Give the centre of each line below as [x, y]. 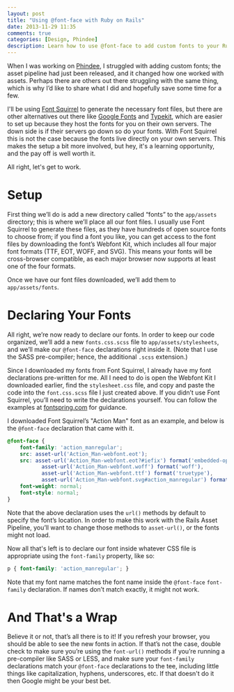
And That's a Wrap [62, 617]
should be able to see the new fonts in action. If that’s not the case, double [114, 644]
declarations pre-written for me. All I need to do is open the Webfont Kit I [111, 378]
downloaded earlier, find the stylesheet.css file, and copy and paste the [111, 385]
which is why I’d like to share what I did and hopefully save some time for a [115, 88]
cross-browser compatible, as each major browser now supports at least [111, 259]
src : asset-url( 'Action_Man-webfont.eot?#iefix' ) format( [106, 461]
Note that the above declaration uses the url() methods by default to [107, 512]
